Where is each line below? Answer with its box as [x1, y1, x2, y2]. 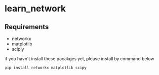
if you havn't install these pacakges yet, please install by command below [4, 56, 154, 62]
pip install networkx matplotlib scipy [4, 65, 87, 70]
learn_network [4, 3, 66, 14]
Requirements [4, 23, 49, 31]
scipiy [11, 46, 24, 52]
